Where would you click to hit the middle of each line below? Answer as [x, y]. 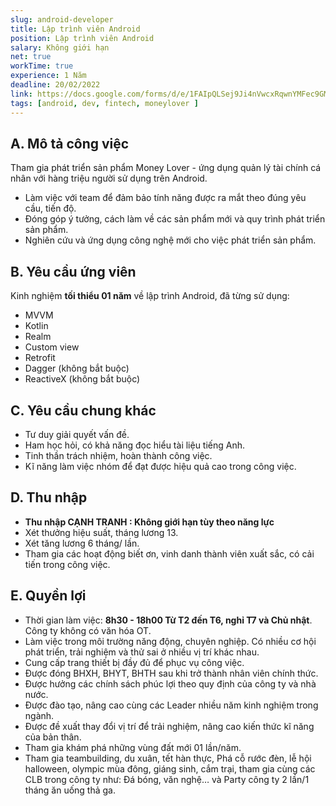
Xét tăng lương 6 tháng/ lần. [82, 543]
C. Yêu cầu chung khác [83, 410]
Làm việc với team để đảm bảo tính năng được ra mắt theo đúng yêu [165, 198]
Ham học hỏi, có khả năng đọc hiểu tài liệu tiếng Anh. [135, 445]
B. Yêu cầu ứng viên [73, 271]
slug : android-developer [62, 19]
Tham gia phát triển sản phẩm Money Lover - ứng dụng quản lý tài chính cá [166, 168]
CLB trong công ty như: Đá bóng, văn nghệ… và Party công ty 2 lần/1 [167, 779]
